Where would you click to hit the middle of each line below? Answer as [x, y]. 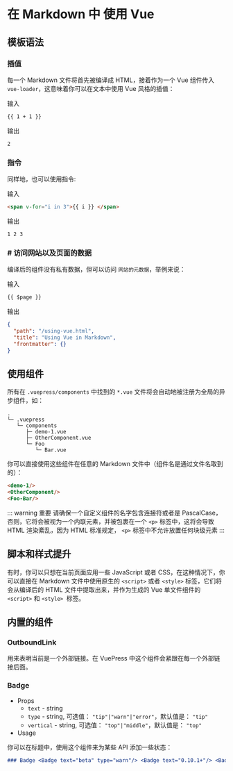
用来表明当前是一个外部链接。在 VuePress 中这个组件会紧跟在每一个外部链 [114, 658]
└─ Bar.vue [51, 450]
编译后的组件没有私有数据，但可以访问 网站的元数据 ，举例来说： [96, 270]
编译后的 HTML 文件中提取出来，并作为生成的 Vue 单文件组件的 [110, 589]
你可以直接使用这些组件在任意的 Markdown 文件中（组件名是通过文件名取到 [115, 464]
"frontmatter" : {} [40, 344]
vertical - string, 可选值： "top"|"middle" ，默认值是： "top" [115, 725]
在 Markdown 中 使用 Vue [81, 14]
